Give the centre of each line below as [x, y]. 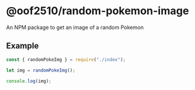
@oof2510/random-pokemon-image [98, 11]
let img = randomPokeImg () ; [41, 70]
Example [23, 46]
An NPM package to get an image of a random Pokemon [75, 27]
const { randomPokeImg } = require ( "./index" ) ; [66, 60]
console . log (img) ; [29, 81]
